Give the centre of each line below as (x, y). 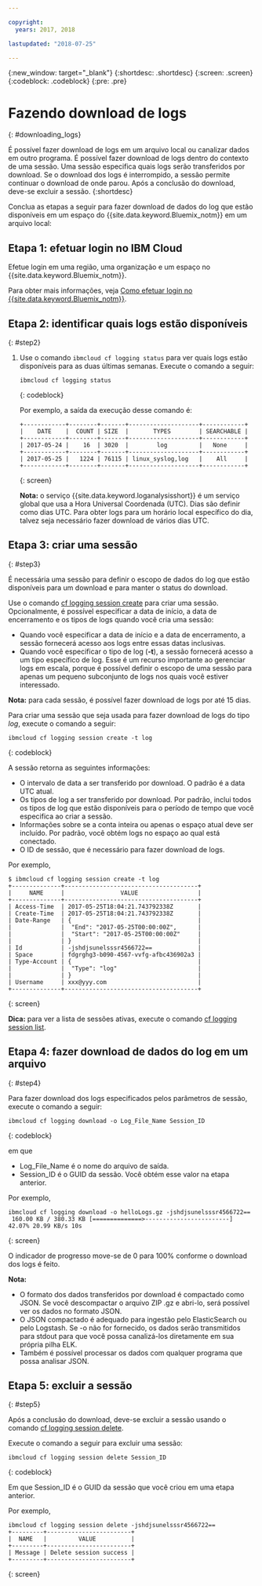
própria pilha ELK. (48, 1344)
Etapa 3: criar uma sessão (73, 545)
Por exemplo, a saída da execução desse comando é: (106, 410)
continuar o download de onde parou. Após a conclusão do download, (122, 183)
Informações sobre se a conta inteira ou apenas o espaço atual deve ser (136, 824)
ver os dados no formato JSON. (71, 1311)
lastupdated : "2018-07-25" (52, 44)
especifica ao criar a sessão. (66, 816)
